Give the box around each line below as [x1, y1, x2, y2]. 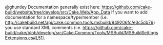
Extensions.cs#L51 [5, 35, 43, 41]
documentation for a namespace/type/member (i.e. [5, 15, 108, 20]
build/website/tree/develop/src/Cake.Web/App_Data [5, 9, 111, 15]
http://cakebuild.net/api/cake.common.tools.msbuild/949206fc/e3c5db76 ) [5, 19, 155, 25]
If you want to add [111, 9, 148, 15]
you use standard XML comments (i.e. [5, 25, 82, 30]
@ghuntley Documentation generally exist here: [5, 4, 101, 10]
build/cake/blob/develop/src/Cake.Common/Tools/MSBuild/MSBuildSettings [5, 30, 159, 35]
